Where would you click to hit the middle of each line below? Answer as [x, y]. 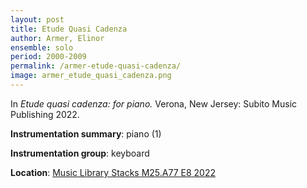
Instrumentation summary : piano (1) [86, 133]
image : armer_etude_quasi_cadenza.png [91, 76]
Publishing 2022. [45, 114]
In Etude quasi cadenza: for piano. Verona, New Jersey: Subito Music [154, 103]
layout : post [37, 19]
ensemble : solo [42, 47]
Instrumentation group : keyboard [80, 153]
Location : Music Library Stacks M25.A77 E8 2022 [113, 172]
